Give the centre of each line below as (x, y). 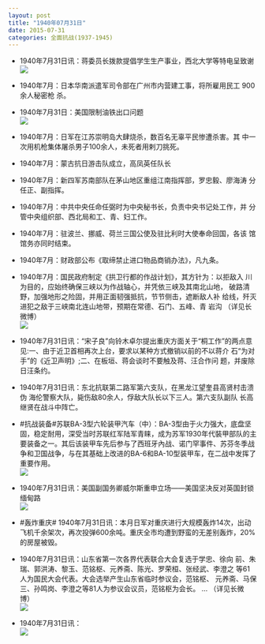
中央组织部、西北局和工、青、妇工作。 (89, 217)
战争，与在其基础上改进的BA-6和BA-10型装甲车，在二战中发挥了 (151, 454)
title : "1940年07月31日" (47, 23)
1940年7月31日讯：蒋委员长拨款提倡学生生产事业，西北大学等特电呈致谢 (137, 61)
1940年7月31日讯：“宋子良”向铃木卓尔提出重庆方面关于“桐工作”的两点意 (136, 341)
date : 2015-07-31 (37, 30)
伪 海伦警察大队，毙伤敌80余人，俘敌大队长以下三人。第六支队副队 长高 (136, 397)
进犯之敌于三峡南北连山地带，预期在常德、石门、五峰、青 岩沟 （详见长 (136, 307)
